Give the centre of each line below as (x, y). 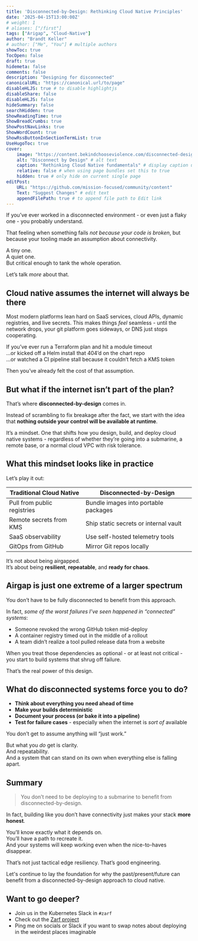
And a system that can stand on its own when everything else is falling (92, 758)
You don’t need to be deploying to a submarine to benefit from (96, 797)
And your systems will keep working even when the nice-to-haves (86, 845)
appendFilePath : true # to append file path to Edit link (89, 198)
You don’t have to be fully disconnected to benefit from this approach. (91, 600)
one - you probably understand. (45, 222)
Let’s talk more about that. (38, 275)
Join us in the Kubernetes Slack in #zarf (63, 913)
